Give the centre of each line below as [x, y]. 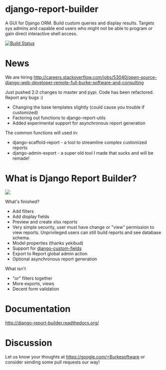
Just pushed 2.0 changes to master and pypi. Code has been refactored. [80, 92]
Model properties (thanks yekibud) [48, 243]
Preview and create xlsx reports [45, 222]
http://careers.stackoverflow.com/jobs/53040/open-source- [95, 77]
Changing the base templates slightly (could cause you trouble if [79, 107]
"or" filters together [32, 278]
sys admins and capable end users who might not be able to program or [79, 28]
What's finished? [22, 201]
